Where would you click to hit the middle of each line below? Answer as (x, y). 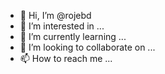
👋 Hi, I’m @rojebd (55, 15)
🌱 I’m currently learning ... (73, 36)
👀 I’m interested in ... (62, 26)
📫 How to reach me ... (66, 58)
